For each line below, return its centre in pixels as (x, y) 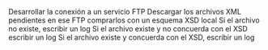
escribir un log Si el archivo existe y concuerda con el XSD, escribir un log (132, 37)
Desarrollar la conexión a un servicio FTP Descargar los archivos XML (125, 12)
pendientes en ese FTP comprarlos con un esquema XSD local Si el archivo (134, 20)
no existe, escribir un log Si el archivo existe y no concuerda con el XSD (128, 29)
